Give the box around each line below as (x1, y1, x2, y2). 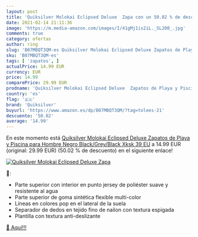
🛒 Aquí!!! (6, 224, 27, 231)
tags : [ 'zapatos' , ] (6, 58, 60, 64)
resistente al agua (14, 187, 58, 195)
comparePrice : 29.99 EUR (6, 80, 67, 86)
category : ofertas (6, 36, 51, 42)
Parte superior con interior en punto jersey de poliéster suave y (14, 181, 169, 189)
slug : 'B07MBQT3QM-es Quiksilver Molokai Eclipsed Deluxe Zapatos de (6, 47, 181, 53)
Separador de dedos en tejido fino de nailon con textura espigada (14, 206, 174, 213)
